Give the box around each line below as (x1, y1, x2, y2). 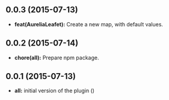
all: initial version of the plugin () (14, 87, 94, 95)
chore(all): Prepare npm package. (14, 54, 99, 61)
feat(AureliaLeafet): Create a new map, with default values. (14, 20, 164, 28)
